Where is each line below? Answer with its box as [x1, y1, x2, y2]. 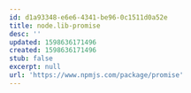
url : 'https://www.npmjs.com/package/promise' [9, 71, 184, 80]
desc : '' [9, 29, 42, 38]
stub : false [9, 54, 53, 63]
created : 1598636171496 [9, 46, 97, 55]
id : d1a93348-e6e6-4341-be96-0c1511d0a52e [9, 12, 168, 22]
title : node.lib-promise [9, 21, 101, 30]
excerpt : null [9, 63, 62, 72]
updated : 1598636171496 [9, 37, 97, 47]
